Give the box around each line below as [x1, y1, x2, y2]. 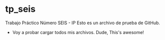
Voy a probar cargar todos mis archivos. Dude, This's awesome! [12, 29, 145, 35]
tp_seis [5, 3, 36, 15]
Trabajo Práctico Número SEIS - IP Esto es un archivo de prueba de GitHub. [5, 20, 161, 26]
